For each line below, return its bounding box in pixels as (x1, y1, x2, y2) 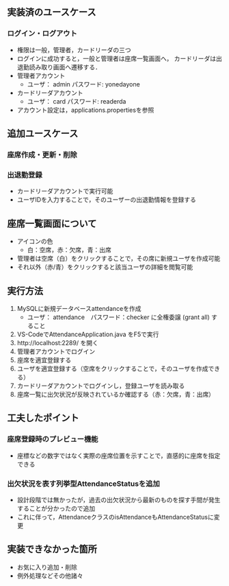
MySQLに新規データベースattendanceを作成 (16, 304, 142, 312)
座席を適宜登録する (16, 355, 72, 364)
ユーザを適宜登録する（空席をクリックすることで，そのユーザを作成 (16, 364, 208, 373)
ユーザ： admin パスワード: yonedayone (27, 80, 140, 88)
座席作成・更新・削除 (7, 150, 77, 159)
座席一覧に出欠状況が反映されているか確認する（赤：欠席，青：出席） (16, 390, 215, 398)
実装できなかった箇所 (7, 543, 97, 555)
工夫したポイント (7, 412, 79, 424)
